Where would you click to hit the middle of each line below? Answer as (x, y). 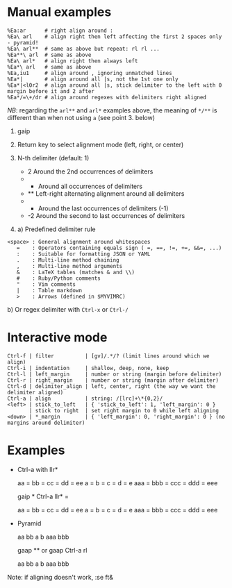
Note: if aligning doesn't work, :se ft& (60, 577)
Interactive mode (57, 338)
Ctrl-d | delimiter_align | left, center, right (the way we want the (111, 386)
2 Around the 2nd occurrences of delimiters (90, 171)
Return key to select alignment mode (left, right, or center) (100, 144)
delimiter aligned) (35, 392)
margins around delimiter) (46, 423)
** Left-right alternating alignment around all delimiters (106, 193)
